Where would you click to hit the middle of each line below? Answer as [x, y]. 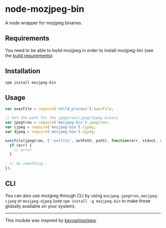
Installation [23, 71]
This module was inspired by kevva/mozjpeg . [51, 220]
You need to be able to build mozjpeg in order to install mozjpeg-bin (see [79, 50]
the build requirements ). [30, 55]
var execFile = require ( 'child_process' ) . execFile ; [59, 109]
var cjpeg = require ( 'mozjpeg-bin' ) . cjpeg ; [51, 127]
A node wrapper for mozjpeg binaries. [44, 23]
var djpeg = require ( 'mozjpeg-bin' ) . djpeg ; [51, 132]
